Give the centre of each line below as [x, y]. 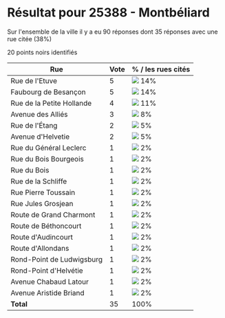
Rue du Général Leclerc [49, 148]
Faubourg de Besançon [48, 92]
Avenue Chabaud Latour [50, 282]
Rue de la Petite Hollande [51, 103]
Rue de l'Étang [34, 125]
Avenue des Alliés [39, 114]
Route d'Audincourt [42, 237]
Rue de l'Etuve [34, 80]
